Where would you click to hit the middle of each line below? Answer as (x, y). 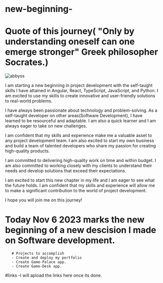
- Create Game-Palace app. (39, 262)
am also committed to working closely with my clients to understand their (79, 166)
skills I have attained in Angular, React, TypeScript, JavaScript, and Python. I (82, 91)
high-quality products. (27, 151)
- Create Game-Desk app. (37, 266)
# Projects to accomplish (38, 254)
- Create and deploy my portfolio (47, 258)
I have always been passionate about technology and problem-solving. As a (81, 110)
